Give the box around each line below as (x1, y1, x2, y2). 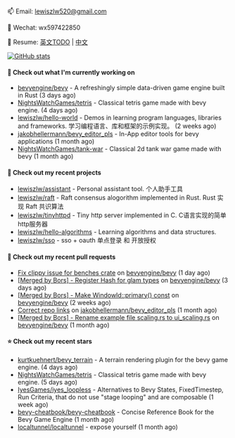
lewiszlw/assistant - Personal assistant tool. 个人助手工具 (17, 185, 183, 193)
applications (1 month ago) (17, 137, 95, 146)
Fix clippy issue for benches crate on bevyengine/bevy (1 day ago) (17, 268, 210, 277)
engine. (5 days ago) (17, 378, 78, 386)
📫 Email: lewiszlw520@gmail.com (7, 7, 107, 15)
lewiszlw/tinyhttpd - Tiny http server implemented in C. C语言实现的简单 (17, 211, 227, 219)
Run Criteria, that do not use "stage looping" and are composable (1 (17, 392, 214, 401)
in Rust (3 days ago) (17, 91, 76, 100)
